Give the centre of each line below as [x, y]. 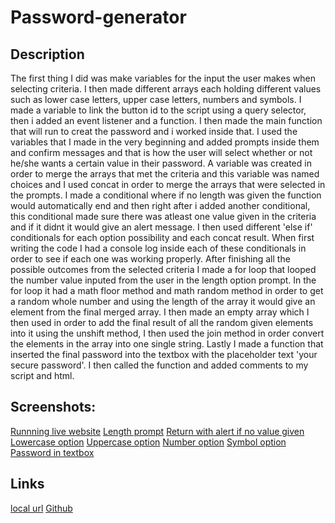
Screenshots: [53, 407]
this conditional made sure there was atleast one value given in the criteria [163, 216]
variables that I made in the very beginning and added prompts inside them [165, 142]
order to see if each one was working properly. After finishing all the [150, 259]
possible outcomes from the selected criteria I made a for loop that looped [163, 269]
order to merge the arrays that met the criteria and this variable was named [165, 174]
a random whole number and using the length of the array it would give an [163, 301]
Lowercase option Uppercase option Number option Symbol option [148, 442]
